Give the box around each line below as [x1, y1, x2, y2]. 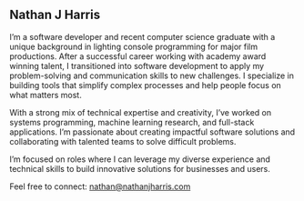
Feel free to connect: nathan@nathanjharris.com [9, 181, 191, 192]
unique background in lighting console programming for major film [9, 41, 258, 52]
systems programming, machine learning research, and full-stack [9, 116, 255, 127]
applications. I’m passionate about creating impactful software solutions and [9, 126, 296, 137]
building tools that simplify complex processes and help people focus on [9, 79, 282, 90]
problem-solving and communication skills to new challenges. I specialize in [9, 70, 294, 81]
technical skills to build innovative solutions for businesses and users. [9, 163, 271, 174]
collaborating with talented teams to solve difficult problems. [9, 136, 237, 146]
